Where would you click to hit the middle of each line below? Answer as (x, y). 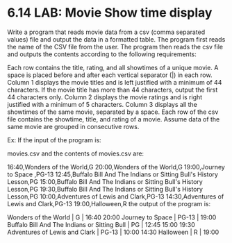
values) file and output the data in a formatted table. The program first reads (116, 39)
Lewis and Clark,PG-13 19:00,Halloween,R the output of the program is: (109, 203)
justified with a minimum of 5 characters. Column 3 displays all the (102, 104)
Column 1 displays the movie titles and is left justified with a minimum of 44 (115, 82)
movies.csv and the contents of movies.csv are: (76, 153)
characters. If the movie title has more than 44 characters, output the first (113, 90)
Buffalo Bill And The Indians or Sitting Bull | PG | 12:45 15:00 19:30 (101, 224)
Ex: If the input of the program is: (55, 140)
